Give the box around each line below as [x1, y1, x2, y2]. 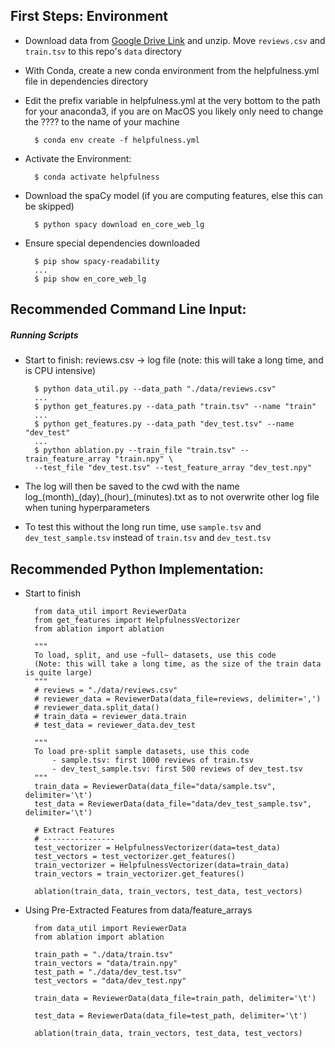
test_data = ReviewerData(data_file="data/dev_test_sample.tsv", [34, 799, 312, 809]
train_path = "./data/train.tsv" [34, 949, 174, 959]
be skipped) [24, 200, 75, 212]
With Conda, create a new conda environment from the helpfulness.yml [24, 64, 320, 76]
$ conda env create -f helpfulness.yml [34, 135, 200, 145]
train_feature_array [24, 454, 111, 464]
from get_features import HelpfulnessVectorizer [34, 615, 241, 625]
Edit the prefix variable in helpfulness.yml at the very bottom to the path [24, 94, 321, 106]
